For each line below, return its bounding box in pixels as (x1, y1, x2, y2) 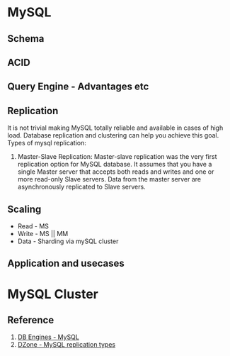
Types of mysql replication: (7, 139, 87, 148)
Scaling (7, 203, 42, 215)
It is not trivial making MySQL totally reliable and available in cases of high (7, 123, 224, 132)
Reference (7, 313, 54, 326)
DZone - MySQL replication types (17, 340, 115, 349)
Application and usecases (7, 257, 125, 269)
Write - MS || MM (17, 229, 69, 238)
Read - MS (17, 221, 50, 230)
